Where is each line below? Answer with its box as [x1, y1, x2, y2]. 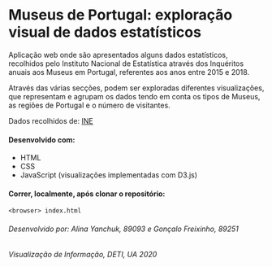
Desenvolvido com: [8, 134, 76, 144]
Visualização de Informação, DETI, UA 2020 [8, 249, 158, 259]
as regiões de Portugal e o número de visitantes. [8, 100, 171, 110]
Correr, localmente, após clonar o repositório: [8, 189, 166, 199]
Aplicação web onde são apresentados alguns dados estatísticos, [8, 50, 229, 59]
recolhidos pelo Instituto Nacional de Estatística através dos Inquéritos [8, 59, 244, 68]
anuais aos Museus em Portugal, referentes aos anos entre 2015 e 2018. [8, 67, 250, 77]
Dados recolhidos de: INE [8, 116, 93, 125]
